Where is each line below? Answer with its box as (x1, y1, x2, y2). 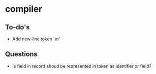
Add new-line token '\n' (12, 36, 61, 42)
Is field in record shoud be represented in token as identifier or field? (12, 63, 152, 69)
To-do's (5, 23, 30, 31)
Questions (5, 50, 38, 58)
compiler (5, 3, 43, 15)
